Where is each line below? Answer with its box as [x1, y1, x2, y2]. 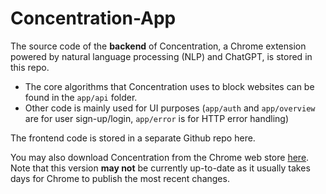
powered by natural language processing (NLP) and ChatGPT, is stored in [10, 50, 313, 62]
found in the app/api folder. [24, 91, 138, 103]
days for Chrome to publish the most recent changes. [10, 172, 230, 184]
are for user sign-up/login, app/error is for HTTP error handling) [24, 112, 290, 124]
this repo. [10, 61, 50, 73]
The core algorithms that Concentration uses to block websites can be [24, 80, 315, 92]
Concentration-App [10, 7, 177, 30]
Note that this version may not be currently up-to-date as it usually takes [10, 162, 311, 174]
